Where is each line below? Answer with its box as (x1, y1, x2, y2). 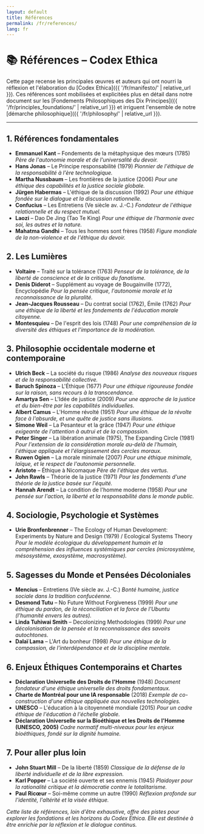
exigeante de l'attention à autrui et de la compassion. (15, 427, 149, 435)
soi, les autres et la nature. (15, 221, 83, 228)
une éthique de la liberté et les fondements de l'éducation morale (15, 306, 179, 314)
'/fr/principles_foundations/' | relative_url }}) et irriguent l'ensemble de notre (6, 104, 196, 111)
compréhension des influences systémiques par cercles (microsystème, (15, 546, 195, 553)
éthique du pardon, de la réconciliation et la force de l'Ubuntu (15, 605, 170, 613)
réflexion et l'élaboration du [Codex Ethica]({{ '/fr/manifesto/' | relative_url (6, 84, 191, 91)
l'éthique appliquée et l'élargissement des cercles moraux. (15, 447, 162, 454)
